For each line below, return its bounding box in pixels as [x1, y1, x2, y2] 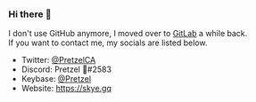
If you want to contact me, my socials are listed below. [8, 37, 208, 48]
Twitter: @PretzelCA [21, 55, 96, 66]
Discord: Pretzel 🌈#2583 [21, 64, 112, 75]
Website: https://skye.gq [21, 83, 112, 94]
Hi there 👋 [8, 8, 53, 20]
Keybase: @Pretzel [21, 74, 91, 84]
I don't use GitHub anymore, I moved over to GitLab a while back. [8, 28, 248, 39]
